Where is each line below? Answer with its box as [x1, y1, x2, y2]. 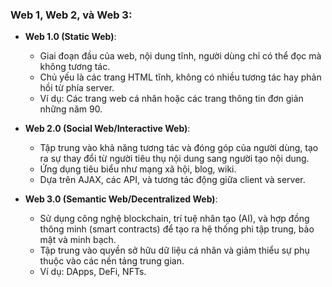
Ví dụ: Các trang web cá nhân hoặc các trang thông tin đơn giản [39, 93, 304, 105]
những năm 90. [39, 103, 103, 115]
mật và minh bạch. [39, 234, 117, 246]
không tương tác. [39, 61, 111, 73]
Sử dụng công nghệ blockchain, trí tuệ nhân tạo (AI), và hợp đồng [39, 213, 310, 225]
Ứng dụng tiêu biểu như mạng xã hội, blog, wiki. [39, 163, 237, 175]
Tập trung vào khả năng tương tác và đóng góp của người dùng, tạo [39, 142, 319, 154]
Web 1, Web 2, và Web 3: [10, 8, 133, 22]
